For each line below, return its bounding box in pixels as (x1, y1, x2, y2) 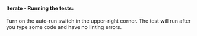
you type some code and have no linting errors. (6, 24, 122, 31)
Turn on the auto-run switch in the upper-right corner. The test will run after (6, 17, 191, 24)
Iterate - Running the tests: (6, 5, 74, 12)
